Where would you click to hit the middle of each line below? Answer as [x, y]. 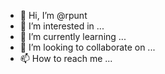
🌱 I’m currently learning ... [73, 36]
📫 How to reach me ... [66, 58]
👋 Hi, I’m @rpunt [53, 15]
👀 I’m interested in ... [62, 26]
